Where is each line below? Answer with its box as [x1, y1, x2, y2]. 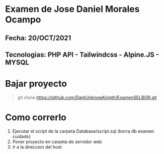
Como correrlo [5, 112, 67, 123]
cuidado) [12, 133, 31, 139]
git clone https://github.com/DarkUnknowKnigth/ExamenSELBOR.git [17, 94, 157, 100]
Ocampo [5, 14, 41, 25]
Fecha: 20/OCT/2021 [5, 34, 71, 42]
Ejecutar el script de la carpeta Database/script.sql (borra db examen [12, 128, 155, 134]
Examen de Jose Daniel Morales [5, 3, 140, 15]
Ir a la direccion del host [12, 144, 62, 150]
